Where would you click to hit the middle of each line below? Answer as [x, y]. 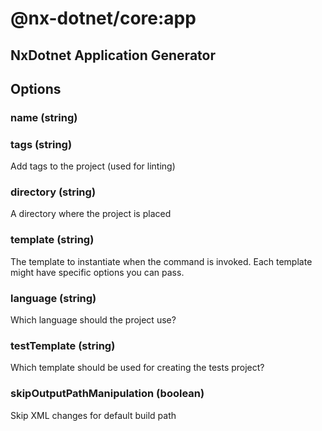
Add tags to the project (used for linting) [93, 166]
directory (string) [53, 192]
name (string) [44, 117]
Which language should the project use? [93, 320]
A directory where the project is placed [91, 214]
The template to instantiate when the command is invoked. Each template [161, 261]
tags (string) [41, 144]
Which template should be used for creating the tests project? [137, 368]
